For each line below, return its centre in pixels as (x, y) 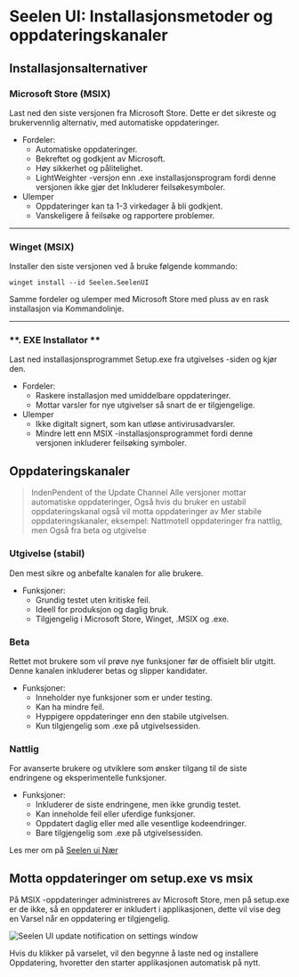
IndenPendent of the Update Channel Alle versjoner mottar (138, 493)
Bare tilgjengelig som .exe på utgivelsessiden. (119, 833)
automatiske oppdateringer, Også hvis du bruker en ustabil (138, 502)
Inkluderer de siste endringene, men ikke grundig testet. (138, 805)
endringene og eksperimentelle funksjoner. (88, 778)
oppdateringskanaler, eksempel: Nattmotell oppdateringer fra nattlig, (157, 521)
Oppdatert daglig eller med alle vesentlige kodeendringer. (141, 824)
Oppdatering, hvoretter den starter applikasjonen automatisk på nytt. (135, 962)
